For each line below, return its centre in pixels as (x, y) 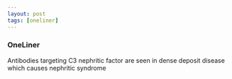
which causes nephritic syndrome (57, 68)
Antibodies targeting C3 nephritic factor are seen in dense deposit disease (116, 60)
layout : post (27, 14)
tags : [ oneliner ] (33, 20)
